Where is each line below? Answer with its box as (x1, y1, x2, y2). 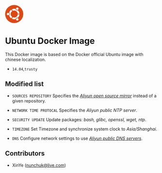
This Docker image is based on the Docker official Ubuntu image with (5, 51, 144, 57)
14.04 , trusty (12, 66, 38, 72)
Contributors (5, 149, 45, 158)
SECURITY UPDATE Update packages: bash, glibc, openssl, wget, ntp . (12, 116, 146, 122)
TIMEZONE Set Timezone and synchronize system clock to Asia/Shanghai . (12, 126, 158, 132)
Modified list (5, 80, 44, 88)
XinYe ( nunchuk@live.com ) (12, 162, 66, 168)
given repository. (12, 98, 46, 103)
